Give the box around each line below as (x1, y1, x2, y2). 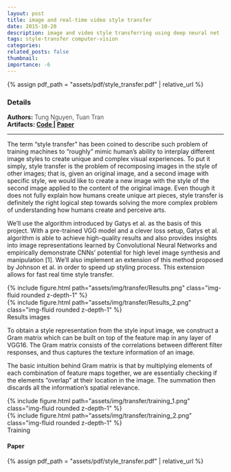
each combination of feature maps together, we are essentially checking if (7, 369, 218, 377)
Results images (7, 312, 50, 321)
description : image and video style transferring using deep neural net (7, 29, 220, 36)
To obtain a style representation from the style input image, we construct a (7, 326, 219, 334)
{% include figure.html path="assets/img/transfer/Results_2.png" (7, 298, 192, 306)
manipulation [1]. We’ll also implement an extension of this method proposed (7, 255, 223, 264)
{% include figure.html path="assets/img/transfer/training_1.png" (7, 396, 190, 405)
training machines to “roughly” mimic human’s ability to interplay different (7, 147, 215, 155)
